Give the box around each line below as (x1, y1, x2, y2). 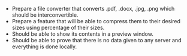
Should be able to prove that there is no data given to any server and (11, 37, 182, 43)
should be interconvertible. (11, 11, 79, 18)
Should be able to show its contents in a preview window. (11, 30, 154, 38)
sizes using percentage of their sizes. (11, 24, 105, 31)
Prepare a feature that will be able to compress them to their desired (11, 18, 181, 24)
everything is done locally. (11, 43, 77, 50)
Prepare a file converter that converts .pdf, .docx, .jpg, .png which (11, 5, 175, 12)
